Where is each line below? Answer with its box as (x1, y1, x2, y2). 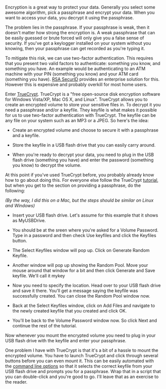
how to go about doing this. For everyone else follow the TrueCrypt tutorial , (5, 177, 159, 183)
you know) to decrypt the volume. (12, 162, 82, 168)
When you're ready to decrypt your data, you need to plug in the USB (12, 152, 154, 157)
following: (5, 188, 25, 193)
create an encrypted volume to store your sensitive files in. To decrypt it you (5, 102, 161, 107)
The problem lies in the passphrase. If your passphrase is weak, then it (5, 24, 150, 30)
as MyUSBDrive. (12, 218, 46, 223)
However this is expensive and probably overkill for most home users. (5, 81, 148, 87)
